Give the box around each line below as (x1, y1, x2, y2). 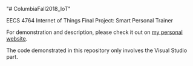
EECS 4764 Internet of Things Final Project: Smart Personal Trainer (6, 17, 174, 24)
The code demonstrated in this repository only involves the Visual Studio (6, 47, 188, 54)
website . (6, 35, 28, 42)
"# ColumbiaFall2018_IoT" (6, 5, 71, 12)
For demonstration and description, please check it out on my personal (6, 28, 183, 36)
